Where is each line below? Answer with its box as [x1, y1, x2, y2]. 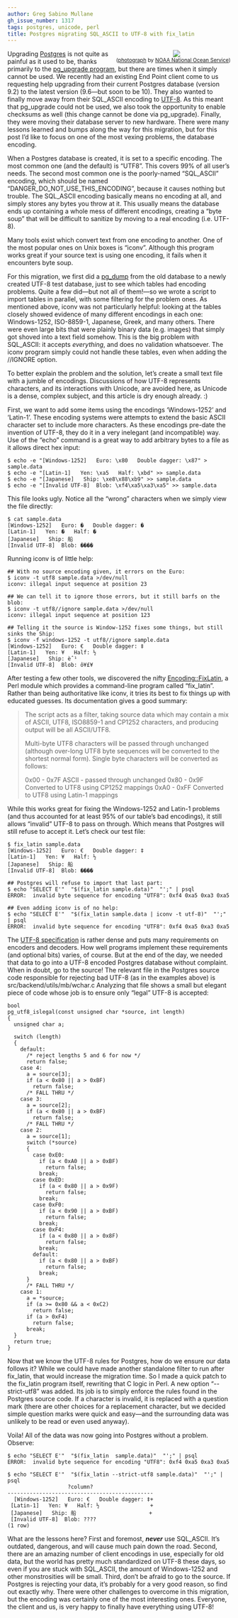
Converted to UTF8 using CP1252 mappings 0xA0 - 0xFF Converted [24, 783, 225, 792]
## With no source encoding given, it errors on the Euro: [7, 568, 186, 576]
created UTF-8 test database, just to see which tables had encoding [7, 280, 207, 289]
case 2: [20, 1127, 42, 1134]
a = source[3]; [25, 1071, 72, 1078]
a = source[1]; [25, 1133, 72, 1140]
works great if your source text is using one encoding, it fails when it [7, 251, 208, 259]
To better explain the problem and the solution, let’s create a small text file [7, 369, 223, 377]
